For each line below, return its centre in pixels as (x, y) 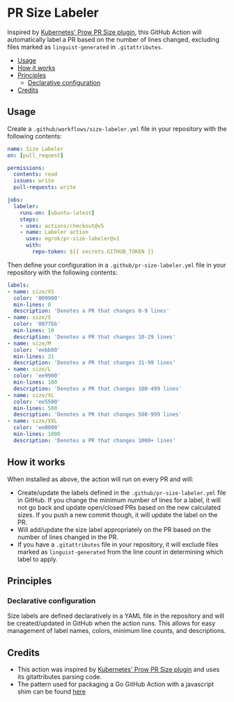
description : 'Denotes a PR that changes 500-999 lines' (98, 415)
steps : (29, 219)
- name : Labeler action (54, 232)
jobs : (15, 200)
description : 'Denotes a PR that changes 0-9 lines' (92, 311)
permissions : (26, 168)
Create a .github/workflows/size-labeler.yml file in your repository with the (117, 128)
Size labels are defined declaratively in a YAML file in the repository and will (116, 616)
